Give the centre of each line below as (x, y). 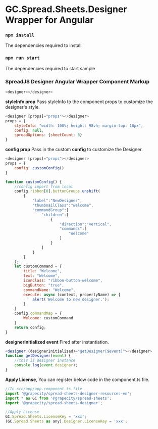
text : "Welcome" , (41, 276)
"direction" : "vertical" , (86, 224)
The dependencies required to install (43, 45)
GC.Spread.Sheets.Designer (66, 9)
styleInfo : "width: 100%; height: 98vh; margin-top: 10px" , (79, 126)
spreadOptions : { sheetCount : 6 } (48, 135)
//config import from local (44, 186)
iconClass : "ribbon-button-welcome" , (63, 281)
